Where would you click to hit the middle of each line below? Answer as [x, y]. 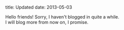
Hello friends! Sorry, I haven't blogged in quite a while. [63, 17]
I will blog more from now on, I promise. [47, 22]
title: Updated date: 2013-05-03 [39, 7]
